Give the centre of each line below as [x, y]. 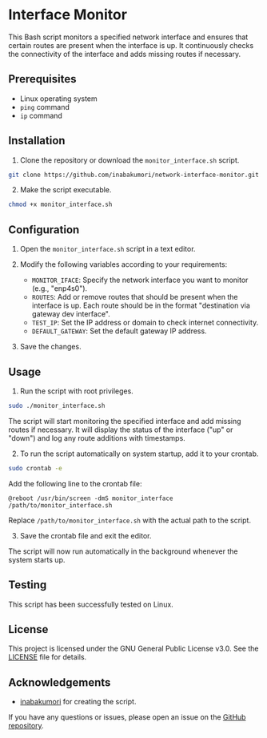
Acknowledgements [60, 682]
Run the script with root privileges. [76, 391]
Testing [28, 585]
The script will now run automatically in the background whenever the [123, 551]
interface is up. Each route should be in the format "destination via [141, 305]
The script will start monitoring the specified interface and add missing [125, 421]
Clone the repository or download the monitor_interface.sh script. [130, 160]
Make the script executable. [66, 190]
